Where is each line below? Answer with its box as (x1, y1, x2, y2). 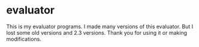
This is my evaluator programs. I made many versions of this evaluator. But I (6, 23, 194, 30)
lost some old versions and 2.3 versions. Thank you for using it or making (6, 29, 188, 36)
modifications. (6, 35, 42, 42)
